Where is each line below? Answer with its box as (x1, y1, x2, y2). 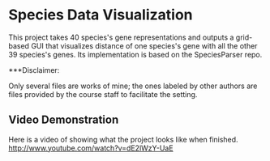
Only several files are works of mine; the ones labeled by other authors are (8, 81, 258, 91)
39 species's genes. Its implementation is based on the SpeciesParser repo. (8, 49, 263, 59)
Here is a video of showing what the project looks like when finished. (8, 134, 238, 144)
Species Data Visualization (8, 6, 193, 24)
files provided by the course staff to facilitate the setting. (8, 89, 198, 99)
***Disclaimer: (8, 65, 60, 74)
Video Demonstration (8, 113, 119, 127)
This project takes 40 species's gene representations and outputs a (8, 32, 234, 42)
